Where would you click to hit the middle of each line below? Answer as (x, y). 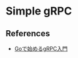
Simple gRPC (39, 11)
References (28, 34)
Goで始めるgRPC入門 (41, 49)
